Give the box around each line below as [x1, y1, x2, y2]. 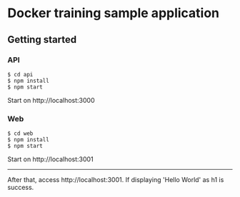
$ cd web [7, 130, 34, 137]
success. [7, 183, 34, 192]
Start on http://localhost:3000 [7, 96, 95, 104]
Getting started [7, 34, 77, 46]
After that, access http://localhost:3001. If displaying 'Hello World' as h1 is [7, 176, 224, 184]
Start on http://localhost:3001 [7, 155, 94, 163]
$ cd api [7, 71, 34, 78]
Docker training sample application [7, 5, 220, 21]
